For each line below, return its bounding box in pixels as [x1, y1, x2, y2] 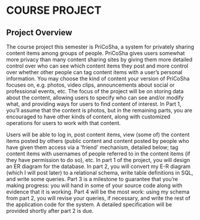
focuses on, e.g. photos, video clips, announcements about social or [6, 81, 175, 88]
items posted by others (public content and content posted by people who [6, 137, 190, 144]
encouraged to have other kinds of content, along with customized [6, 113, 171, 120]
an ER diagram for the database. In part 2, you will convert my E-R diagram [6, 163, 191, 170]
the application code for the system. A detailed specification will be [6, 201, 172, 208]
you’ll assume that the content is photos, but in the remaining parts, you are [6, 107, 193, 114]
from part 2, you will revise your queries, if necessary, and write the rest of [6, 195, 190, 201]
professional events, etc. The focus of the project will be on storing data [6, 88, 184, 94]
